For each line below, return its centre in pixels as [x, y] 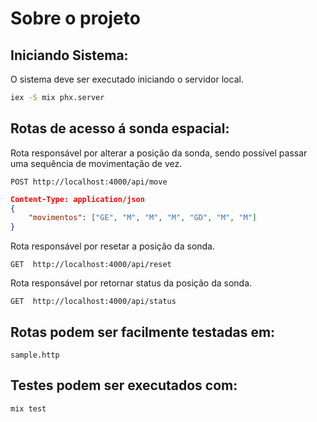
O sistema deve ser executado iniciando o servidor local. [127, 79]
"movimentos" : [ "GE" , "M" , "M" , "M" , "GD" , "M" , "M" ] [142, 218]
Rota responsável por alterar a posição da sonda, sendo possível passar [159, 153]
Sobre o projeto [75, 18]
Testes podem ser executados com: [124, 385]
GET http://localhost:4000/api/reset [91, 265]
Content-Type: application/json [77, 199]
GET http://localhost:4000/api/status [93, 302]
